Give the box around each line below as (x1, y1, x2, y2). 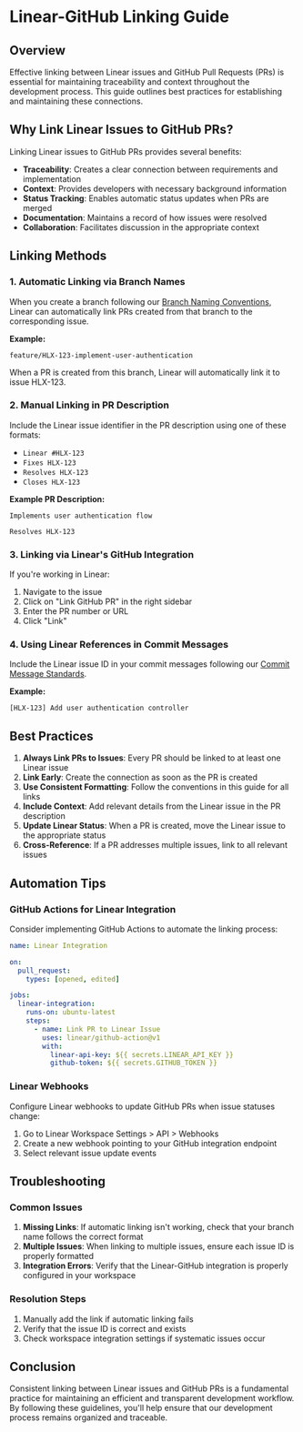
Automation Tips (9, 875, 106, 891)
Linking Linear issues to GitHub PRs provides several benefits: (9, 146, 243, 156)
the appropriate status (22, 830, 106, 841)
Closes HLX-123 (22, 478, 81, 487)
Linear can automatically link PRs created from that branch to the (9, 306, 253, 317)
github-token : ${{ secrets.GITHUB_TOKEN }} (49, 1058, 218, 1068)
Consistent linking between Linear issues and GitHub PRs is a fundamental (9, 1383, 289, 1394)
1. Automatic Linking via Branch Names (9, 276, 186, 288)
